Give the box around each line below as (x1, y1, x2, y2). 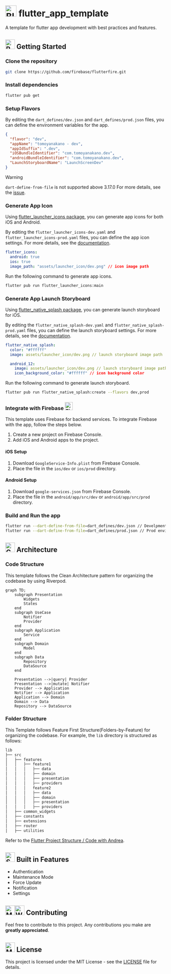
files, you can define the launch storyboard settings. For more (27, 327, 157, 333)
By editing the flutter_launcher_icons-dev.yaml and (5, 229, 116, 235)
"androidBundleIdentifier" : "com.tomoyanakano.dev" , (10, 155, 124, 160)
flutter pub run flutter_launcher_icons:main (5, 283, 103, 288)
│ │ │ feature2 (5, 785, 51, 791)
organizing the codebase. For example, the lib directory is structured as (5, 732, 157, 738)
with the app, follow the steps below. (5, 422, 82, 428)
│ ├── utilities (5, 828, 44, 833)
